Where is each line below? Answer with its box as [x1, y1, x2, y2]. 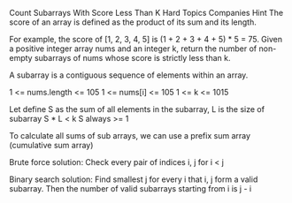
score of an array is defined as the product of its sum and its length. [9, 17, 257, 27]
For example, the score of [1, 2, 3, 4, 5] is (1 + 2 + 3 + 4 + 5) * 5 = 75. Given [9, 34, 283, 44]
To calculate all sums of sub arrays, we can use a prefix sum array [9, 131, 250, 140]
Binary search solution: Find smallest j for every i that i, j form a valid [9, 174, 258, 184]
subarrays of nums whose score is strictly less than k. [34, 53, 231, 63]
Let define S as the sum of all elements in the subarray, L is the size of [9, 104, 265, 114]
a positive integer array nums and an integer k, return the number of [9, 43, 257, 54]
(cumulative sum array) [9, 140, 94, 150]
